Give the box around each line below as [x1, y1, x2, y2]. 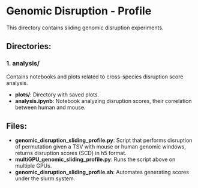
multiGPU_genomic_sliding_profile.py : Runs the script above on [14, 156, 176, 163]
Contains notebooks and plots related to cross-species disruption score [6, 73, 184, 80]
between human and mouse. [14, 104, 86, 111]
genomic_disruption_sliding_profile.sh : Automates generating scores [14, 169, 189, 176]
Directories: [6, 41, 52, 51]
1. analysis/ [6, 59, 40, 68]
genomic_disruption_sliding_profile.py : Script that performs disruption [14, 137, 193, 144]
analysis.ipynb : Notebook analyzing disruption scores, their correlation [14, 97, 192, 104]
